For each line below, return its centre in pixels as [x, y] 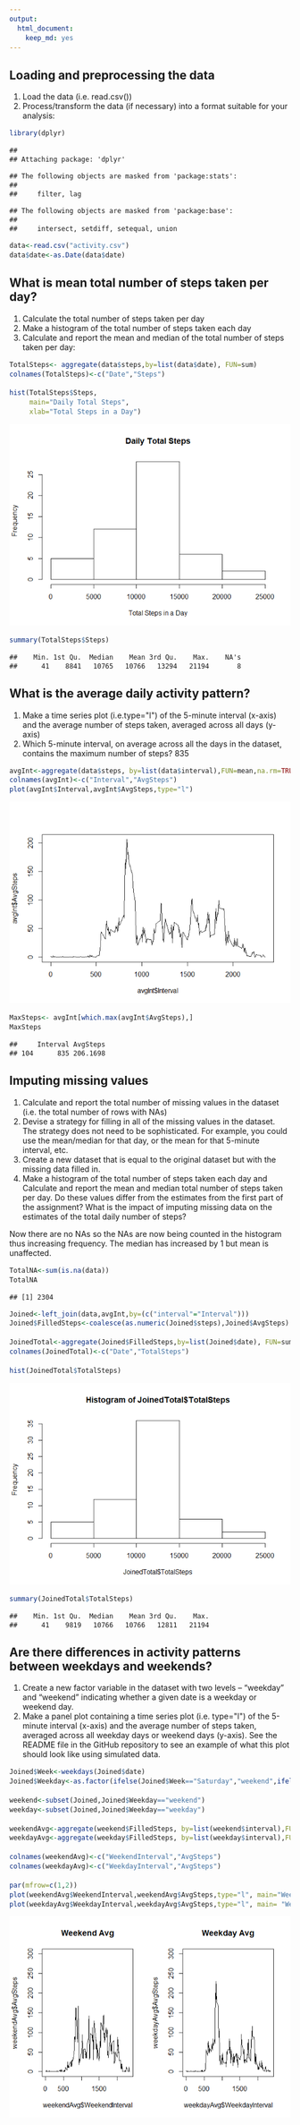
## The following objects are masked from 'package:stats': [124, 176]
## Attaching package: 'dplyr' [67, 160]
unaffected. [30, 1252]
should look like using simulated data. [91, 1754]
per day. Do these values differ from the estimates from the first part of [153, 1197]
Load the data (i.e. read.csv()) [77, 97]
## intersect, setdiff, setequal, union [93, 229]
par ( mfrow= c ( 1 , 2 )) [43, 1885]
